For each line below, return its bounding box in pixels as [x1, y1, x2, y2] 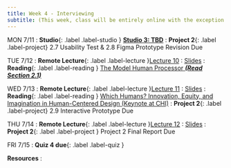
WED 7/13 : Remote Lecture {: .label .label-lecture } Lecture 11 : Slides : [7, 84, 206, 93]
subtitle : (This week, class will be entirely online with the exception [7, 17, 225, 24]
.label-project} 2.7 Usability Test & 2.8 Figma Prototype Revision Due [7, 43, 203, 51]
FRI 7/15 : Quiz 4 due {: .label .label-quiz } [7, 140, 124, 149]
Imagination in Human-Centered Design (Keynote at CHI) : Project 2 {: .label [7, 99, 222, 107]
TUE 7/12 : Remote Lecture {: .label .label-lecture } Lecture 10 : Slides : [7, 56, 205, 64]
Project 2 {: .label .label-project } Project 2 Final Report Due [7, 127, 176, 136]
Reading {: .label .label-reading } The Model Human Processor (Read [7, 64, 203, 72]
